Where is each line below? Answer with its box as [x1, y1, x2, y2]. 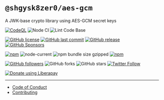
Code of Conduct [12, 84, 47, 90]
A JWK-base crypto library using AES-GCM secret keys [5, 18, 117, 23]
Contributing [12, 89, 38, 95]
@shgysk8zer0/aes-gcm [5, 3, 93, 13]
